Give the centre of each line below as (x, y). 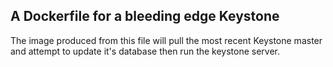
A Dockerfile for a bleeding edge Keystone (145, 16)
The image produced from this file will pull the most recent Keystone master (166, 40)
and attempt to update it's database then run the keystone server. (145, 51)
